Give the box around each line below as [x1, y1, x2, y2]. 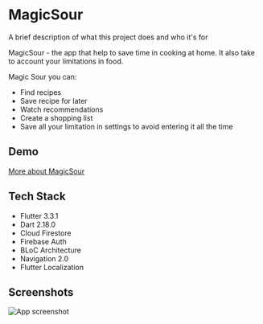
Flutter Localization [19, 262, 84, 272]
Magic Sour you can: [8, 72, 77, 81]
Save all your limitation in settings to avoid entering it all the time [19, 121, 233, 131]
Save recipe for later [19, 96, 88, 105]
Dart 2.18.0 [19, 219, 56, 229]
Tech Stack [8, 190, 66, 203]
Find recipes [19, 87, 62, 97]
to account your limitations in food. [8, 56, 124, 66]
